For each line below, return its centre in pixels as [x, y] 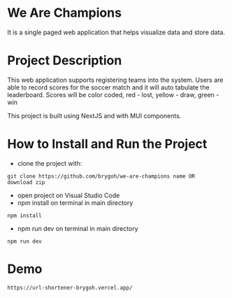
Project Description [65, 61]
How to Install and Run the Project [107, 144]
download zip [26, 182]
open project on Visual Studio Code [68, 195]
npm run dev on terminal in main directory [78, 228]
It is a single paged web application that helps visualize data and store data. [116, 32]
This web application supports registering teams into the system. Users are [115, 80]
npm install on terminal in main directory [75, 203]
